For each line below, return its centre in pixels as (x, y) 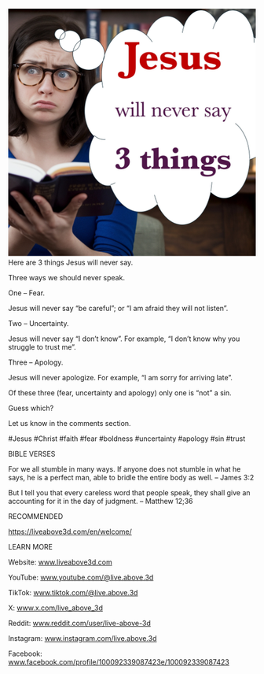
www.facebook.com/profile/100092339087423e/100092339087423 (119, 662)
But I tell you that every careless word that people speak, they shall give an (129, 493)
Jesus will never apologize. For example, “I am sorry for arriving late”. (121, 378)
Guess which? (31, 408)
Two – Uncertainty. (38, 323)
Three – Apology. (36, 362)
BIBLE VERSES (32, 454)
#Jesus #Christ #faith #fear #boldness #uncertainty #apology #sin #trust (127, 439)
